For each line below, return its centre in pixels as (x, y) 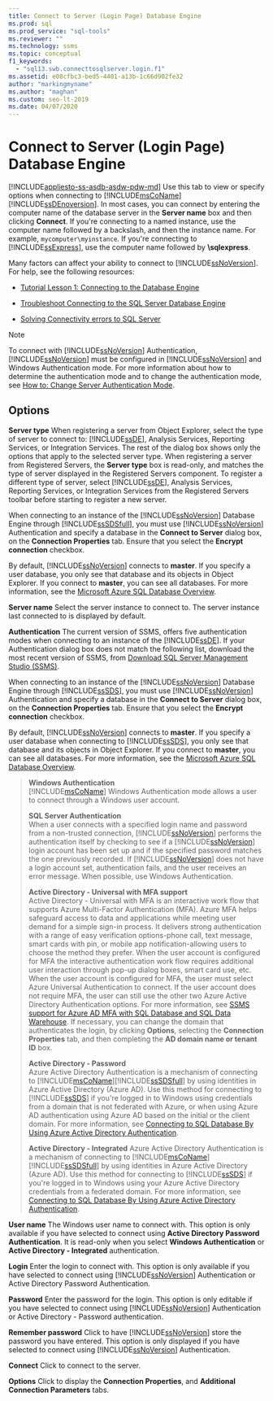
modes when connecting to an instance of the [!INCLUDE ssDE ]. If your (127, 640)
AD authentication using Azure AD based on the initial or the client (139, 1115)
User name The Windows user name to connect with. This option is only (129, 1224)
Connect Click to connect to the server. (74, 1365)
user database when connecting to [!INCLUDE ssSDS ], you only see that (129, 740)
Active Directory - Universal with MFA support (108, 892)
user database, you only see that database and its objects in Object (121, 574)
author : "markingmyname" (50, 84)
